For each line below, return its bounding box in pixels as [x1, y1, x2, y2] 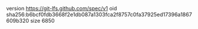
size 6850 [30, 17, 55, 24]
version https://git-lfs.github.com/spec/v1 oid [6, 5, 117, 12]
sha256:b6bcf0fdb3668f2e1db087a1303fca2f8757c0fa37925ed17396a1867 [6, 11, 193, 18]
